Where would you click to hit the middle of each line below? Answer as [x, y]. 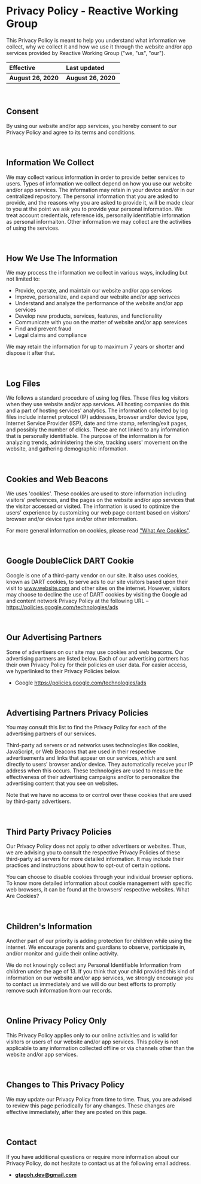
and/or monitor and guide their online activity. [62, 954]
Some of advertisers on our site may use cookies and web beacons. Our [95, 652]
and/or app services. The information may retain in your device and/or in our [100, 190]
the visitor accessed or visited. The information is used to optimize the [93, 506]
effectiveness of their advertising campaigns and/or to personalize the [93, 777]
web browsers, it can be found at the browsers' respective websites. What [98, 890]
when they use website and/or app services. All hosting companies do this [98, 404]
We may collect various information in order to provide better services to [96, 177]
